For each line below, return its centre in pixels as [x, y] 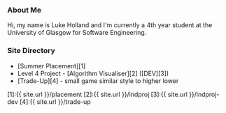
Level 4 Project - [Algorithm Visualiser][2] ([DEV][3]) [93, 73]
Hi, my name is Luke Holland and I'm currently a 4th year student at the [110, 25]
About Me [24, 10]
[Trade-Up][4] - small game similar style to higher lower [98, 81]
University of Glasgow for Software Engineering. [77, 33]
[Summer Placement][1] [51, 66]
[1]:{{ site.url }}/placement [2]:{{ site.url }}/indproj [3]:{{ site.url [97, 94]
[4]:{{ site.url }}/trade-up [55, 101]
